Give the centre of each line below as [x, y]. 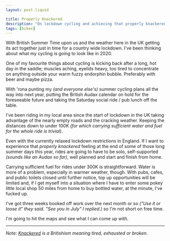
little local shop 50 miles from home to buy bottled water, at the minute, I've [84, 188]
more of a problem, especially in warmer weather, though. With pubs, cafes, [84, 172]
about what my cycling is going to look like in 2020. [59, 54]
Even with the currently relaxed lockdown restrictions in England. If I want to [85, 141]
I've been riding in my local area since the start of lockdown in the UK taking [85, 115]
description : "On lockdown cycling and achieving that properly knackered [86, 24]
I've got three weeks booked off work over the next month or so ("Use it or [83, 204]
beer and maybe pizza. [30, 79]
